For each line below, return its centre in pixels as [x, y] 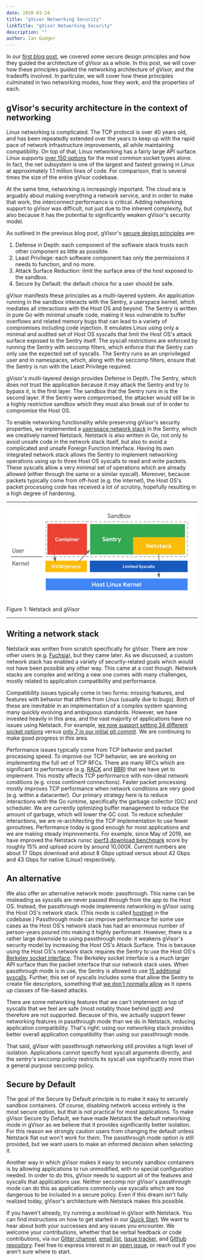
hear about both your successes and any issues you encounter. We [90, 1226]
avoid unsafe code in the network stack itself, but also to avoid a [87, 441]
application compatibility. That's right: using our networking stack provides [100, 1028]
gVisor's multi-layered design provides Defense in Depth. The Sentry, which [101, 378]
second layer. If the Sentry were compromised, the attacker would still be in [101, 398]
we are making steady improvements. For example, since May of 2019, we [99, 833]
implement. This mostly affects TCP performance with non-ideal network [97, 776]
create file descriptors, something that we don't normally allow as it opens [99, 983]
